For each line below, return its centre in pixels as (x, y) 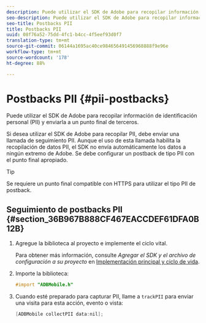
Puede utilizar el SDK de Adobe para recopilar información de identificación (102, 116)
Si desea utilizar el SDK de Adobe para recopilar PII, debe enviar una (93, 134)
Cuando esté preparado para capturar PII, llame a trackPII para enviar (104, 297)
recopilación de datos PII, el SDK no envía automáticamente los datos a (96, 147)
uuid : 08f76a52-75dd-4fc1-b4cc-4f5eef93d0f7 (64, 35)
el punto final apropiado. (37, 160)
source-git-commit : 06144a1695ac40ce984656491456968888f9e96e (87, 46)
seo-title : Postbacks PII (39, 23)
